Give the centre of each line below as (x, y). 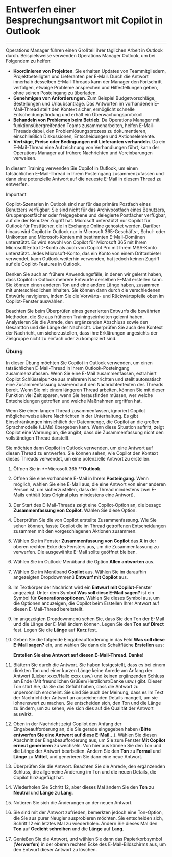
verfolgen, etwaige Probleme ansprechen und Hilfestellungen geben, (85, 87)
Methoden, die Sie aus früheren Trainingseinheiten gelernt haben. (75, 317)
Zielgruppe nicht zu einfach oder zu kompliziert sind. (61, 338)
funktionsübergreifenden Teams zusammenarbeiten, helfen (76, 125)
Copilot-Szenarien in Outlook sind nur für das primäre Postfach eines (78, 204)
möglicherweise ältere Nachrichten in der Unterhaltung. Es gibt (72, 416)
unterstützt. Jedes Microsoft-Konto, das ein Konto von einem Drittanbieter (84, 253)
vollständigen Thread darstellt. (38, 438)
